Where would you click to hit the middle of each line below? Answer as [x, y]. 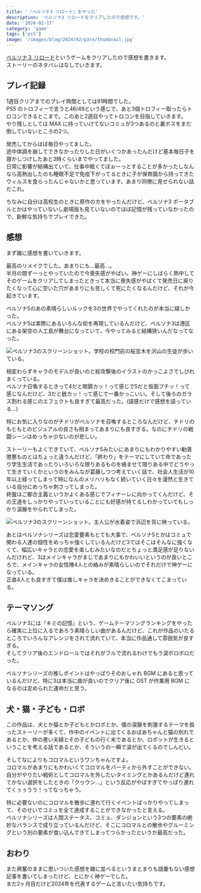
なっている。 [22, 572]
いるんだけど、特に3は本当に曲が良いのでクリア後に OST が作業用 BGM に [98, 681]
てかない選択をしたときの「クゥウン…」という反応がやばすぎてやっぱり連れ [100, 782]
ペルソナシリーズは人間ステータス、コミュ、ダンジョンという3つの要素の [97, 817]
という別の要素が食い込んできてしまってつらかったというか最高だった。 [100, 832]
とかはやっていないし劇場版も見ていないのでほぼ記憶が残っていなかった [100, 209]
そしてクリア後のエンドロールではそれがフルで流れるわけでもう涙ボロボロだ [100, 653]
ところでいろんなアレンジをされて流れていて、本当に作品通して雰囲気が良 [98, 638]
